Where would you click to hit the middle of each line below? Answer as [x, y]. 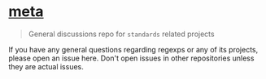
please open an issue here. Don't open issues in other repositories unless [131, 58]
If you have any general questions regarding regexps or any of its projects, [133, 49]
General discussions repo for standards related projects [121, 34]
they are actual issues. [46, 66]
